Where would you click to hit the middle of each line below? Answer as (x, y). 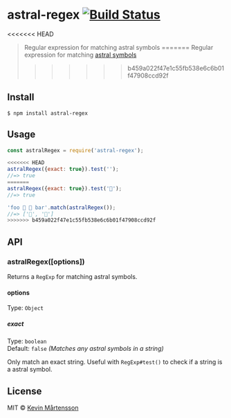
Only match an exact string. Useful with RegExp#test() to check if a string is (115, 362)
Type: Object (25, 308)
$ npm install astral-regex (48, 113)
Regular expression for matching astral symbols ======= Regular (119, 47)
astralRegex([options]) (46, 262)
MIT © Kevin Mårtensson (43, 408)
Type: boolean (27, 341)
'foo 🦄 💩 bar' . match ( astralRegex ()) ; (62, 208)
